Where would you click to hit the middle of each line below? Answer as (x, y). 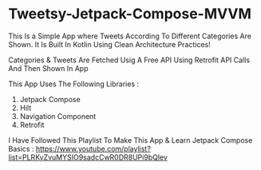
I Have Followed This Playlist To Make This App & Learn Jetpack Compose (130, 140)
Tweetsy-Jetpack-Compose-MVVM (130, 14)
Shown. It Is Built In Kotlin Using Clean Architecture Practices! (109, 44)
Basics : (21, 148)
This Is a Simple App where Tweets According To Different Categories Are (130, 36)
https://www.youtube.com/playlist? (93, 148)
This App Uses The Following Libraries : (74, 84)
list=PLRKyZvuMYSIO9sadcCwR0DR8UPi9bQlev (88, 157)
